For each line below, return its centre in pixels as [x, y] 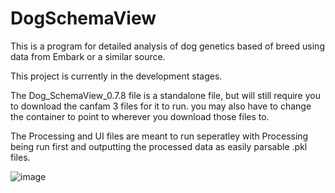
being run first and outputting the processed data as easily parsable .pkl [159, 146]
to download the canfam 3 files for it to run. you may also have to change [161, 106]
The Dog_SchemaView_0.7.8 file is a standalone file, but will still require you [165, 95]
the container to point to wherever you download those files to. [140, 116]
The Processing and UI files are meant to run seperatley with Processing [159, 136]
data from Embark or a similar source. [88, 56]
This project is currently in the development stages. [116, 76]
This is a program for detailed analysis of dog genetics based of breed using [167, 46]
